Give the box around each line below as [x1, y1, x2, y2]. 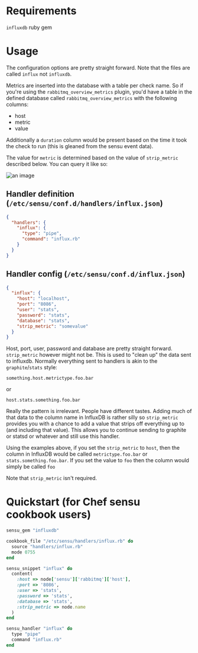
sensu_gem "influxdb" [6, 527, 60, 534]
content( [11, 571, 33, 577]
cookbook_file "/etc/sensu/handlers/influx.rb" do [6, 538, 134, 545]
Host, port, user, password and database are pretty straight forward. [6, 345, 173, 352]
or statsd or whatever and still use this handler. [6, 433, 120, 440]
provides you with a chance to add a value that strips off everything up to [6, 420, 185, 427]
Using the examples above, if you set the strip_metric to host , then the [6, 444, 180, 452]
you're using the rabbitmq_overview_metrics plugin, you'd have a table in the [6, 88, 193, 95]
